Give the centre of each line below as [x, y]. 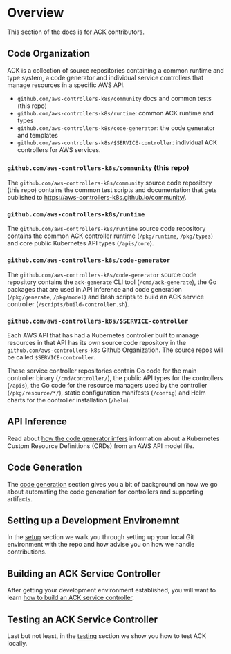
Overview [36, 13]
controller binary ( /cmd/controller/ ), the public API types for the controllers [115, 377]
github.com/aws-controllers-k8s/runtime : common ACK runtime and [115, 113]
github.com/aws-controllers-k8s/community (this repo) [98, 167]
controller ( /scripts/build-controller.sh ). [68, 304]
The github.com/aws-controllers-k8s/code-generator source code [102, 274]
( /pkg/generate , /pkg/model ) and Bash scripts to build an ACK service [105, 297]
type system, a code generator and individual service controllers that [105, 77]
